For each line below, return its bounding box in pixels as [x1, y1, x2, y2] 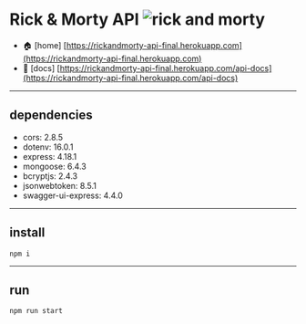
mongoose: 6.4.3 [22, 161, 87, 172]
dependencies [9, 108, 93, 123]
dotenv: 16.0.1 [22, 141, 74, 152]
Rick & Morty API [9, 9, 139, 30]
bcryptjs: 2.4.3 [22, 170, 78, 182]
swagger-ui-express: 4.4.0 [22, 190, 123, 201]
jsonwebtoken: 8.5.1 [22, 180, 97, 191]
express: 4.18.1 [22, 151, 77, 162]
